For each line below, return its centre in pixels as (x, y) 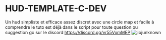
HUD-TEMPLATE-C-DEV (56, 9)
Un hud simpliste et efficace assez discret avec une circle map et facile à (80, 22)
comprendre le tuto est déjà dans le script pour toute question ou (72, 27)
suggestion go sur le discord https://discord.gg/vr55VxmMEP (68, 32)
